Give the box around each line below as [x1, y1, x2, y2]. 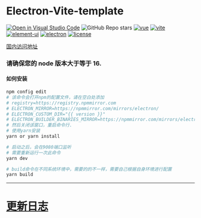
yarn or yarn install [6, 134, 60, 140]
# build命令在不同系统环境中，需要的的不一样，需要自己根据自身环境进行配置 [6, 166, 172, 172]
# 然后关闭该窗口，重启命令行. [6, 122, 73, 128]
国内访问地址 [6, 43, 38, 50]
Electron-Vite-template [6, 4, 124, 18]
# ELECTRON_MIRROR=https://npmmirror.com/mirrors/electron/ [6, 105, 160, 111]
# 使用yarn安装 [6, 128, 41, 134]
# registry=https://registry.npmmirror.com [6, 100, 117, 106]
